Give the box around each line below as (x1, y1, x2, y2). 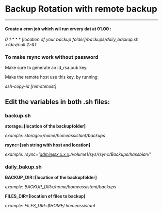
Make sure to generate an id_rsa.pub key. (5, 65, 88, 71)
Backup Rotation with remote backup (5, 3, 158, 15)
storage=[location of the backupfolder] (5, 123, 86, 129)
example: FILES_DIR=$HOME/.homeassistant (5, 203, 96, 209)
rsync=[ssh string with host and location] (5, 142, 91, 148)
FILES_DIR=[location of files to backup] (5, 193, 86, 199)
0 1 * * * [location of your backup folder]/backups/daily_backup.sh (5, 36, 139, 42)
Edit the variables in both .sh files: (5, 98, 110, 106)
